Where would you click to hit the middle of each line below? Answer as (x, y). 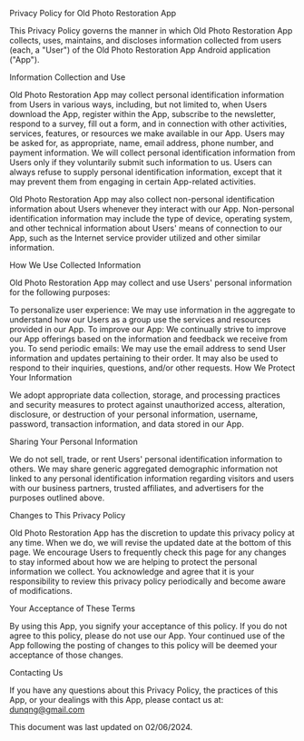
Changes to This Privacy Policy (68, 515)
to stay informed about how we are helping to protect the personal (133, 562)
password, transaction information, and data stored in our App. (127, 424)
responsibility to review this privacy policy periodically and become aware (147, 581)
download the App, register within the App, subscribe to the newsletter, (142, 114)
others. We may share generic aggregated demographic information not (144, 469)
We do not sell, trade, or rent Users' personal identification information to (146, 459)
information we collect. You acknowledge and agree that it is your (132, 572)
